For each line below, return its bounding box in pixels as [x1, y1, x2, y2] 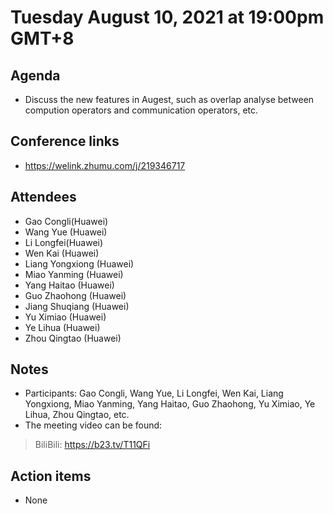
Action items [10, 467, 92, 485]
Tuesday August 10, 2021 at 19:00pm [10, 6, 325, 29]
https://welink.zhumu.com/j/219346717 [24, 159, 186, 171]
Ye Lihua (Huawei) [24, 321, 101, 333]
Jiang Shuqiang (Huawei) [24, 300, 130, 312]
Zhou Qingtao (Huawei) [24, 332, 122, 344]
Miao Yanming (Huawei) [24, 268, 124, 280]
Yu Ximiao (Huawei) [24, 311, 107, 323]
